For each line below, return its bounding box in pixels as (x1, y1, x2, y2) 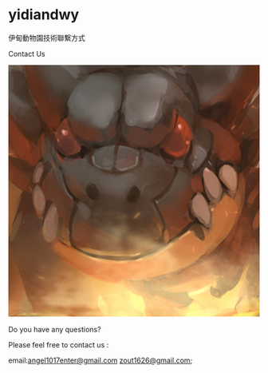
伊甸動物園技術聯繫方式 (8, 33, 85, 42)
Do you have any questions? (8, 324, 101, 334)
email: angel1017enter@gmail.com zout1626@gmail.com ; (8, 355, 193, 365)
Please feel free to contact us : (8, 339, 109, 349)
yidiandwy (8, 6, 80, 24)
